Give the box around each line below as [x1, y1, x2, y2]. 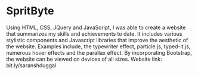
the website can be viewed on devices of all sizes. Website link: [6, 55, 162, 62]
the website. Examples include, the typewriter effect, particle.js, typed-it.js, [6, 43, 191, 50]
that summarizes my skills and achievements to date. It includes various [6, 30, 183, 37]
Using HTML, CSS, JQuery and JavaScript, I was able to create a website [6, 24, 186, 31]
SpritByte [6, 4, 54, 18]
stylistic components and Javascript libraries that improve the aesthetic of [6, 36, 188, 43]
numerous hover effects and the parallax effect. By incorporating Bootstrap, [6, 49, 193, 56]
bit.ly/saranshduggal [6, 61, 57, 69]
